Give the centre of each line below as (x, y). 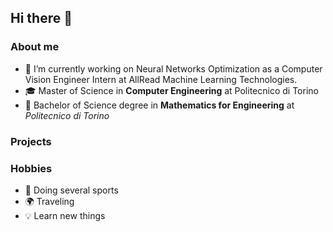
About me (35, 47)
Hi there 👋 (41, 18)
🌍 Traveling (49, 201)
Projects (31, 141)
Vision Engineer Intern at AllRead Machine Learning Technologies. (161, 79)
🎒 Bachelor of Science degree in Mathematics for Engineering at (159, 105)
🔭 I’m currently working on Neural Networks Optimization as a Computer (173, 68)
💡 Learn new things (65, 215)
